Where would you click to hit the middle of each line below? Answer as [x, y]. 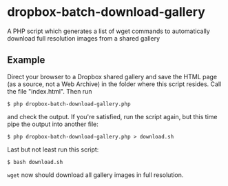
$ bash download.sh [35, 162]
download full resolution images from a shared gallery [84, 38]
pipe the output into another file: [53, 124]
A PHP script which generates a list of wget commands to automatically [108, 31]
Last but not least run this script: [53, 149]
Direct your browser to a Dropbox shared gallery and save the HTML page [112, 76]
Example [26, 60]
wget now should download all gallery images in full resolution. [95, 175]
